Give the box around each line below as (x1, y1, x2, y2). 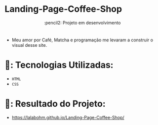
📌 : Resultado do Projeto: (4, 98, 106, 109)
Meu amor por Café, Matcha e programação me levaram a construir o (11, 37, 154, 43)
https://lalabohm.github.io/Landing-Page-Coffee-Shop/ (11, 115, 124, 120)
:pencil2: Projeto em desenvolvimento (44, 20, 121, 26)
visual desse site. (11, 42, 47, 48)
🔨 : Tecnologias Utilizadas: (4, 60, 114, 71)
